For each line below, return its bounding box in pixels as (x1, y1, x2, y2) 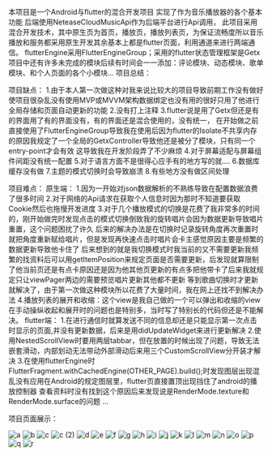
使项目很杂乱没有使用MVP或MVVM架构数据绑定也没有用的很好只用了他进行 (8, 96, 261, 105)
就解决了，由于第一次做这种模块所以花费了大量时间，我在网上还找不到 (8, 285, 243, 295)
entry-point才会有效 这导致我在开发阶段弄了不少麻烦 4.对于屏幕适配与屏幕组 (8, 146, 261, 156)
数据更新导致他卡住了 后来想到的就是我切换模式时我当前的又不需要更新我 (8, 244, 252, 254)
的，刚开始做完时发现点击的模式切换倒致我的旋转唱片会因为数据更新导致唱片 (8, 214, 264, 223)
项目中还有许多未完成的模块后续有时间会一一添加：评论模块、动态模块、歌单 (8, 58, 264, 67)
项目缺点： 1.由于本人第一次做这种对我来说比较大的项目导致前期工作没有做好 (8, 85, 264, 95)
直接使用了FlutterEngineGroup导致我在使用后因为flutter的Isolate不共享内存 (8, 126, 257, 136)
